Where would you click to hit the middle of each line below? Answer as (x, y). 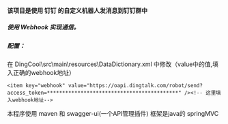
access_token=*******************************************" (95, 93)
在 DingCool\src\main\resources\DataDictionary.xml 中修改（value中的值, (110, 64)
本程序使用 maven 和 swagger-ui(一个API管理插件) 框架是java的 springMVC (113, 113)
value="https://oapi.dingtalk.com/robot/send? (136, 85)
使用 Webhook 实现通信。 (43, 27)
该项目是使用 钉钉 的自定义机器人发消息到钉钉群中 (77, 10)
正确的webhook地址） (44, 72)
